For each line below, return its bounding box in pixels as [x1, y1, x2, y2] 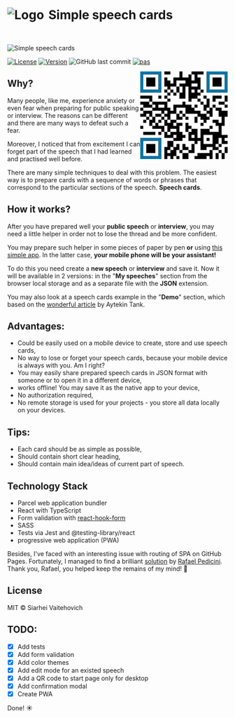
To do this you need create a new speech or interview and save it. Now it [7, 264, 220, 273]
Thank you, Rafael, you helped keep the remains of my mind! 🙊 [7, 564, 188, 573]
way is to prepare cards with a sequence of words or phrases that [7, 175, 197, 184]
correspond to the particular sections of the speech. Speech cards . [7, 183, 202, 191]
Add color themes [17, 658, 69, 666]
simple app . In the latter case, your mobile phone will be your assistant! [7, 250, 217, 259]
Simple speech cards [48, 7, 173, 23]
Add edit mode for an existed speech [17, 666, 124, 675]
